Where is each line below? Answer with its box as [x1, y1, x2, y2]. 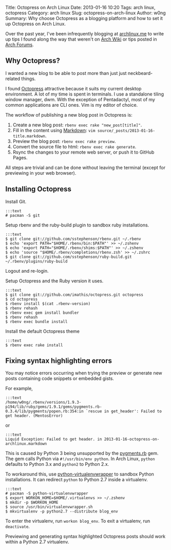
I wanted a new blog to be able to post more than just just [5, 70, 127, 76]
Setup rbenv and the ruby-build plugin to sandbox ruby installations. [5, 222, 149, 228]
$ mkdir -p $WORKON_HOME [5, 500, 59, 505]
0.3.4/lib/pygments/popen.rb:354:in [5, 409, 84, 414]
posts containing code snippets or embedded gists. [5, 375, 115, 382]
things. [21, 75, 36, 82]
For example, [5, 385, 33, 392]
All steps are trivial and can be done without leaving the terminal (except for [5, 164, 166, 170]
